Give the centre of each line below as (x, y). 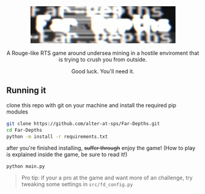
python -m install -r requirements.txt (57, 137)
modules (17, 112)
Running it (26, 91)
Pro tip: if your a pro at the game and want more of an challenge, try (107, 178)
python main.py (26, 167)
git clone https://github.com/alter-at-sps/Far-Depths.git (83, 124)
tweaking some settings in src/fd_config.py (77, 184)
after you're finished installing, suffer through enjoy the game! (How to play (101, 148)
